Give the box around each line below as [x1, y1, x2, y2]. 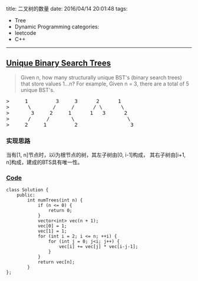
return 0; [48, 208, 72, 214]
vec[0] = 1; [37, 223, 67, 229]
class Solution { [6, 187, 49, 193]
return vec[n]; [37, 259, 75, 265]
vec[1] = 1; [37, 229, 67, 234]
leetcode [14, 29, 37, 37]
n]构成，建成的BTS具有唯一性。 [6, 158, 83, 166]
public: [16, 192, 35, 199]
